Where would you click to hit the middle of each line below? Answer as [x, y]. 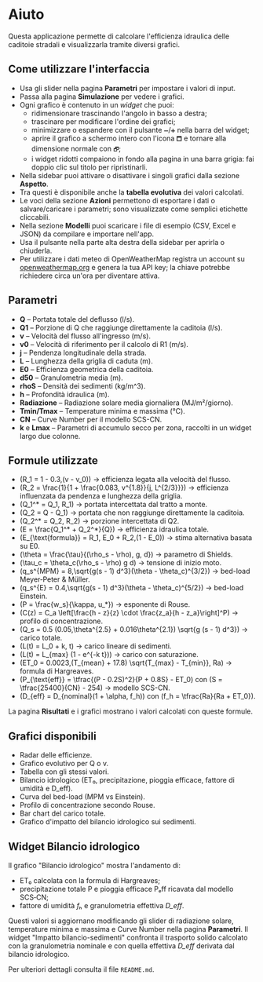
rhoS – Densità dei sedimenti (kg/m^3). [82, 385]
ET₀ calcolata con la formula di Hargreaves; [90, 880]
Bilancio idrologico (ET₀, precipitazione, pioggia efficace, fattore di [127, 780]
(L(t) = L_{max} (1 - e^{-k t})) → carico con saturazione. [109, 655]
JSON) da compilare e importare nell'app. [87, 234]
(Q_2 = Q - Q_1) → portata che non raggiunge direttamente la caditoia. [132, 513]
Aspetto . [34, 184]
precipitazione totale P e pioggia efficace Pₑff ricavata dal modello [126, 889]
